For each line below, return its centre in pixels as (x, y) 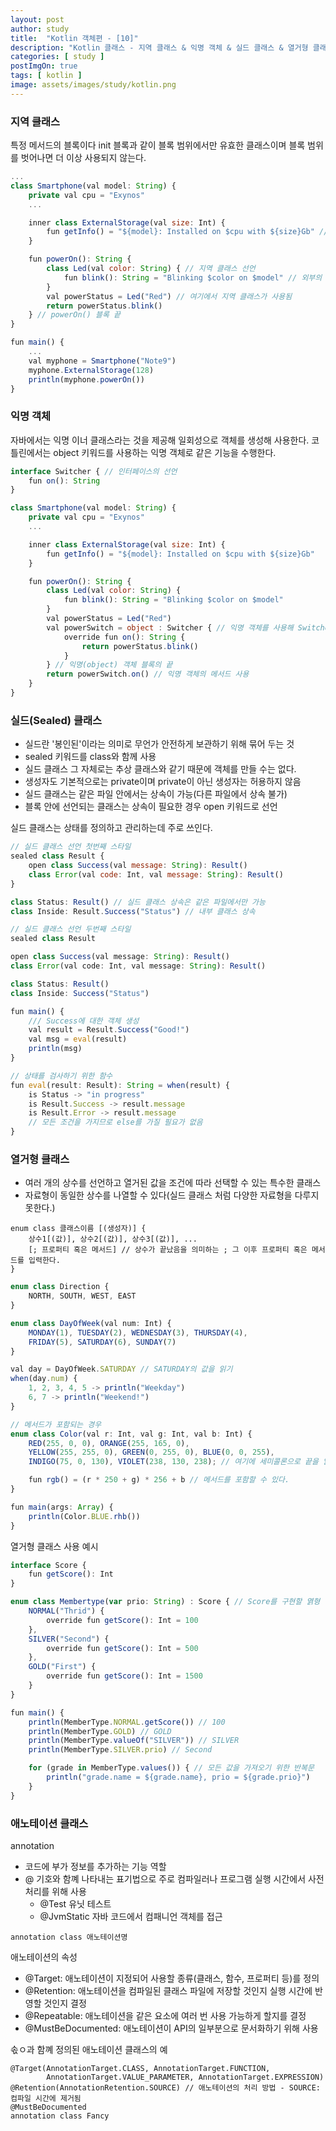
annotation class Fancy (60, 2116)
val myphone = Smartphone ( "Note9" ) (102, 361)
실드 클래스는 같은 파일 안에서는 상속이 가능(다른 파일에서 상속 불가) (156, 794)
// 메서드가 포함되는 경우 (56, 1424)
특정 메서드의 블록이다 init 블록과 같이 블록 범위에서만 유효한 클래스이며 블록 (158, 145)
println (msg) (55, 1049)
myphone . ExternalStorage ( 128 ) (91, 370)
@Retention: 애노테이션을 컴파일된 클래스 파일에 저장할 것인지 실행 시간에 (168, 1990)
